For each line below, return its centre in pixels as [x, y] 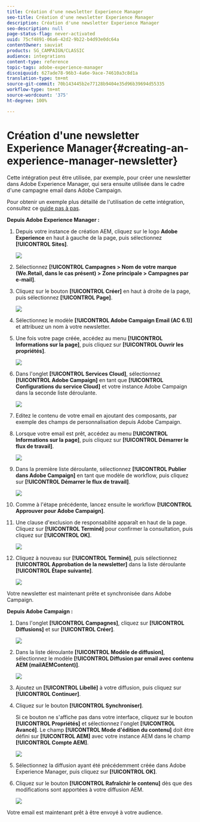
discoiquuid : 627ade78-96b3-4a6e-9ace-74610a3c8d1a [72, 73]
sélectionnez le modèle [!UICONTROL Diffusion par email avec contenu [104, 658]
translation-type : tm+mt [38, 78]
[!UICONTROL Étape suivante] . [54, 570]
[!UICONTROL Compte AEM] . [52, 742]
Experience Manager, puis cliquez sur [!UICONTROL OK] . [86, 771]
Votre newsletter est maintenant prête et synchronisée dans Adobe [89, 593]
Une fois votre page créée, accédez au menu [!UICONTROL [89, 338]
